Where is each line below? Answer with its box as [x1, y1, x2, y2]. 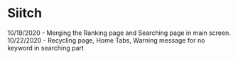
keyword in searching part [7, 43, 84, 52]
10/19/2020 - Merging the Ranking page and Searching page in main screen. [7, 28, 231, 37]
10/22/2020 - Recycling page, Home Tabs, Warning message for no [7, 36, 205, 44]
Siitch [7, 5, 43, 21]
